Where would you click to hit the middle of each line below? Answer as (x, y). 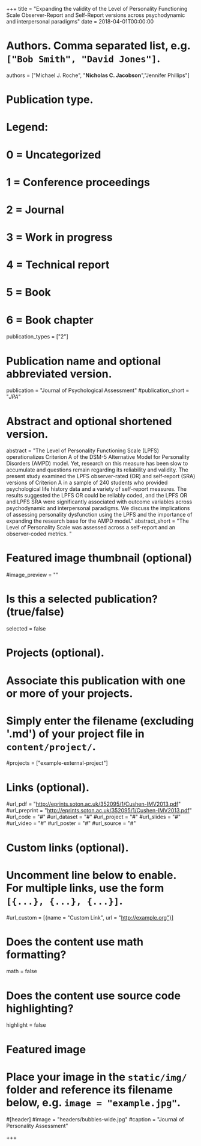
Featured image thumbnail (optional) (99, 558)
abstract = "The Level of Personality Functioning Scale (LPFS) (83, 450)
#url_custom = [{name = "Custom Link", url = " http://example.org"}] (90, 917)
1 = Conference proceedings (78, 182)
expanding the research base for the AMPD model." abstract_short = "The (97, 521)
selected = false (26, 629)
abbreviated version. (59, 374)
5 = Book (28, 292)
